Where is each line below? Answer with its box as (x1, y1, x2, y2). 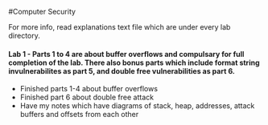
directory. (8, 31, 40, 40)
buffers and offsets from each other (19, 110, 139, 119)
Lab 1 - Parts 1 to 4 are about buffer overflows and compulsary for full (8, 49, 245, 58)
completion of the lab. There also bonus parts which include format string (8, 58, 260, 67)
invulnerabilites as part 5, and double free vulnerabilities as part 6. (8, 66, 235, 75)
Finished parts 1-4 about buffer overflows (19, 84, 159, 94)
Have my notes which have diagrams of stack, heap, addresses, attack (19, 101, 255, 111)
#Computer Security (8, 7, 76, 16)
